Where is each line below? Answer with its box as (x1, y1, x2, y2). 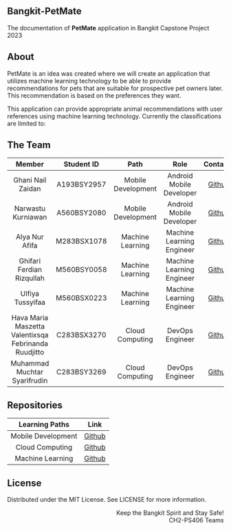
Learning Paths (18, 420, 70, 430)
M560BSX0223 (56, 293, 107, 303)
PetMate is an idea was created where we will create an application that (7, 69, 210, 78)
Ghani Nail (13, 176, 47, 185)
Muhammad (10, 359, 49, 368)
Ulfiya (20, 289, 40, 299)
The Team (7, 139, 52, 151)
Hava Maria (11, 313, 49, 323)
